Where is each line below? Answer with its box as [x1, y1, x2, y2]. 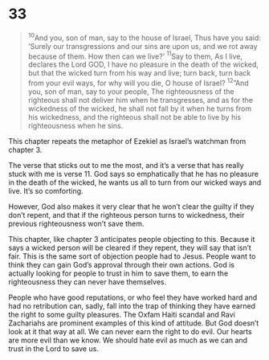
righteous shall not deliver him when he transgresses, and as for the [27, 95, 254, 104]
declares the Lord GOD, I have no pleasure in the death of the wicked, [27, 59, 259, 69]
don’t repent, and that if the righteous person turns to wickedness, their [8, 210, 245, 219]
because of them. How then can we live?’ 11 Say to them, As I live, [27, 50, 243, 61]
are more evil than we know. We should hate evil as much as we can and [8, 335, 247, 345]
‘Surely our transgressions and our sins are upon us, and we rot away [27, 41, 259, 51]
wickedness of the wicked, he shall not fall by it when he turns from [27, 104, 251, 113]
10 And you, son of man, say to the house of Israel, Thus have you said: [27, 31, 261, 43]
